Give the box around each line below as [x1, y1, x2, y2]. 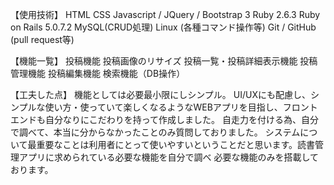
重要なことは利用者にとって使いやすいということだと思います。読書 [36, 139, 316, 150]
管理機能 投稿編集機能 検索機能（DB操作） [10, 68, 186, 79]
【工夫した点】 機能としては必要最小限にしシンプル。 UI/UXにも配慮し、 [10, 89, 311, 100]
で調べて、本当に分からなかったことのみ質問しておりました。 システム [10, 126, 301, 138]
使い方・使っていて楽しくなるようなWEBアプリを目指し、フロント [44, 101, 318, 113]
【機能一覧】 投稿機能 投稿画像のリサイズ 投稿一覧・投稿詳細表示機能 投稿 [10, 55, 318, 67]
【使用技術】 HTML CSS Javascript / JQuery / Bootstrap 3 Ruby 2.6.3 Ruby [10, 9, 321, 20]
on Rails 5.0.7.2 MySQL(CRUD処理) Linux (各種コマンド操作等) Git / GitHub [10, 21, 317, 33]
